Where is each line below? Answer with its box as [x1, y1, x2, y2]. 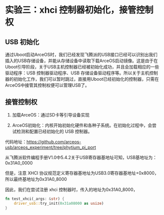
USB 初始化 [5, 38, 39, 46]
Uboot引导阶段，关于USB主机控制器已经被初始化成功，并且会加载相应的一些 [5, 64, 159, 70]
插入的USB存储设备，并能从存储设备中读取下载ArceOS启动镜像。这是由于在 [5, 58, 158, 64]
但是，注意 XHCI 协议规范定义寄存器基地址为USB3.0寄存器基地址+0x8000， [5, 170, 159, 176]
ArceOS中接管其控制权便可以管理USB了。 [5, 82, 90, 88]
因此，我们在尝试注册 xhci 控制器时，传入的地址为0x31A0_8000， [5, 187, 138, 192]
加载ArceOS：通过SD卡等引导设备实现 [12, 112, 90, 118]
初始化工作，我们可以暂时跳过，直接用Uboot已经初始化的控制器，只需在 [13, 76, 159, 82]
